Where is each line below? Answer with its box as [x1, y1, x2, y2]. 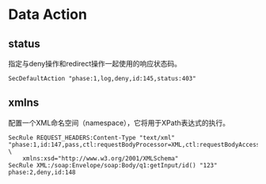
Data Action [8, 6, 87, 24]
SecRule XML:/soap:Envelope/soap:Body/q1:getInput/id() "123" [8, 161, 218, 169]
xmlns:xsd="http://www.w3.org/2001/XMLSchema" [22, 154, 179, 163]
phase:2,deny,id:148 [8, 168, 77, 176]
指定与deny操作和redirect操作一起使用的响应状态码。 [8, 59, 182, 68]
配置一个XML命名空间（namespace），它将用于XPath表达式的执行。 [8, 118, 230, 127]
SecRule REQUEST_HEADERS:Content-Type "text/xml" [8, 133, 176, 141]
